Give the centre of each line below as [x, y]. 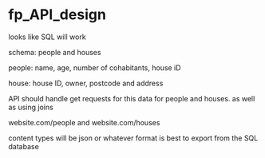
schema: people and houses [55, 52]
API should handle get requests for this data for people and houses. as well [132, 98]
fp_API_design [57, 15]
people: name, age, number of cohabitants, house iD [95, 67]
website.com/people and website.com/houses [84, 122]
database [24, 146]
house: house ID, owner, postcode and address [86, 83]
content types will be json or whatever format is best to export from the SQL [133, 138]
